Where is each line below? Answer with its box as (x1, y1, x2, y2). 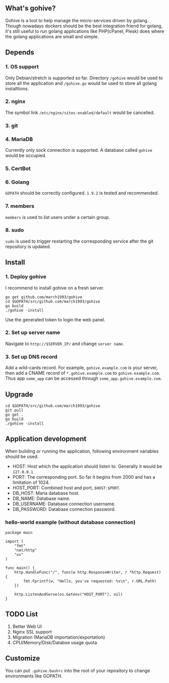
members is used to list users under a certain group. (5, 214, 110, 220)
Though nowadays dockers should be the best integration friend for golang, (5, 23, 163, 29)
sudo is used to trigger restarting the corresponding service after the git (5, 238, 154, 244)
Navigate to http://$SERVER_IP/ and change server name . (5, 340, 125, 347)
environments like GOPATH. (5, 673, 63, 679)
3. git (5, 122, 18, 129)
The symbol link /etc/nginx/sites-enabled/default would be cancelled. (5, 109, 155, 116)
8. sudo (5, 226, 24, 234)
